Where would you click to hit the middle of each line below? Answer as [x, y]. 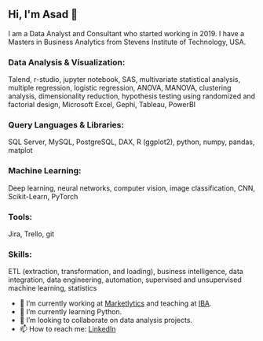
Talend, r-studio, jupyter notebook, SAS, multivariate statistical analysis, [124, 80]
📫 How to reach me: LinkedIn [68, 329]
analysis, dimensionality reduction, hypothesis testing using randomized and [132, 96]
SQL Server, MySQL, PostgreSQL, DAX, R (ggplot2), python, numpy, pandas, [131, 142]
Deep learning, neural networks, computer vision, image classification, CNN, [132, 188]
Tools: [20, 217]
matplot [20, 150]
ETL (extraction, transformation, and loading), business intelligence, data [126, 272]
